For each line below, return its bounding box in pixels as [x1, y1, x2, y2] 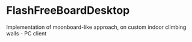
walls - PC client [6, 29, 47, 37]
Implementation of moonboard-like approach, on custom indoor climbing [6, 23, 187, 31]
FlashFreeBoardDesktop [6, 4, 130, 17]
